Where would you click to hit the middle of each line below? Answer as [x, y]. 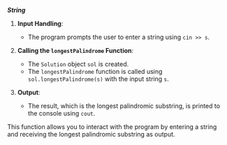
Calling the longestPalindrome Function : [75, 51]
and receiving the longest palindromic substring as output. [91, 134]
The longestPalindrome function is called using [95, 71]
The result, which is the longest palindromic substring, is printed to [124, 106]
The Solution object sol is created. [78, 64]
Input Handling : [40, 23]
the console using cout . [61, 113]
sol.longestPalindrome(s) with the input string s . [98, 79]
